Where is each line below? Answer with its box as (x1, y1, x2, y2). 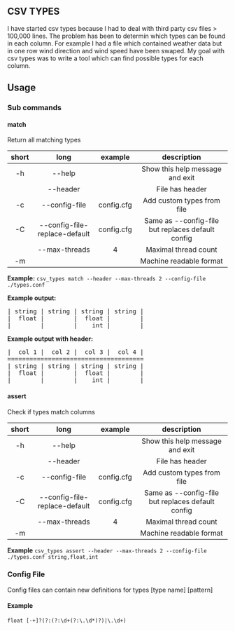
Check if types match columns (7, 407, 96, 416)
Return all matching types (7, 136, 81, 144)
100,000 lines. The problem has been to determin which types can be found (7, 32, 226, 40)
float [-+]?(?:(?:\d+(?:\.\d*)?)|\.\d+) (7, 617, 127, 625)
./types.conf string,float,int (7, 553, 99, 560)
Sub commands (7, 103, 62, 113)
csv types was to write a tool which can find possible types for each (7, 54, 204, 62)
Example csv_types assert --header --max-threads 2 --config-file (7, 546, 208, 555)
